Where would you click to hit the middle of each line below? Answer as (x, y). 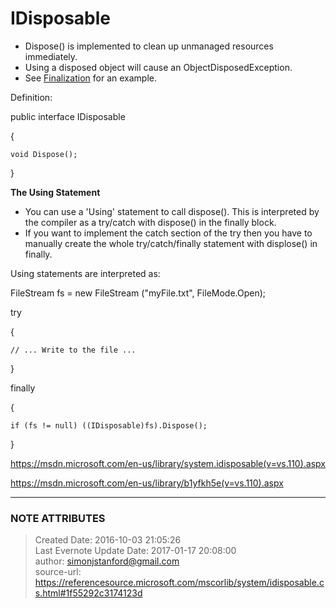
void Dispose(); (44, 154)
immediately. (51, 56)
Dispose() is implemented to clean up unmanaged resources (149, 46)
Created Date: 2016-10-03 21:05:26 (108, 540)
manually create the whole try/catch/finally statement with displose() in (171, 243)
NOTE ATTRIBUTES (58, 518)
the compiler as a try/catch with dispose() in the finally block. (150, 222)
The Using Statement (55, 192)
